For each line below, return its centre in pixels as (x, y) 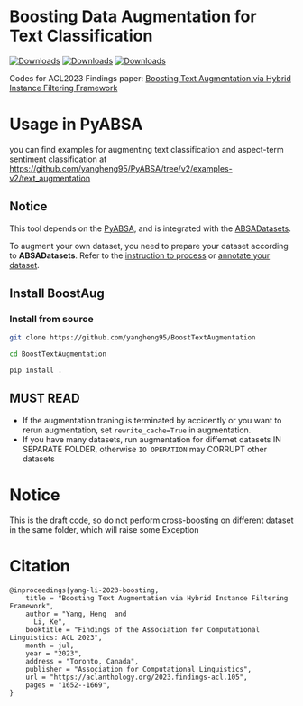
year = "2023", (54, 653)
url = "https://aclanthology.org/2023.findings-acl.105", (137, 677)
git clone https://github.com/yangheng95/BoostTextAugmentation (133, 338)
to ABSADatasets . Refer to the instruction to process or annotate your (140, 255)
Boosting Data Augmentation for (133, 17)
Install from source (51, 319)
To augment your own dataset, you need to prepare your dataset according (149, 246)
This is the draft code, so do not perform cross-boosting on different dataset (151, 520)
